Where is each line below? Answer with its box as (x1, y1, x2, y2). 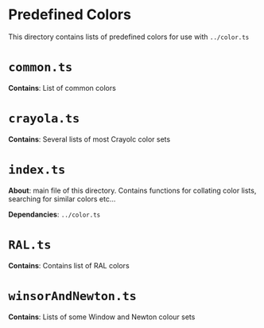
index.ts (8, 162, 66, 177)
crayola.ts (8, 111, 80, 127)
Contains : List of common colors (8, 83, 117, 92)
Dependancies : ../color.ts (8, 209, 101, 219)
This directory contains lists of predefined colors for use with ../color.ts (8, 32, 250, 41)
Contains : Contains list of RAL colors (8, 260, 130, 270)
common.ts (8, 60, 73, 75)
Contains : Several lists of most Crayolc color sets (8, 134, 171, 144)
